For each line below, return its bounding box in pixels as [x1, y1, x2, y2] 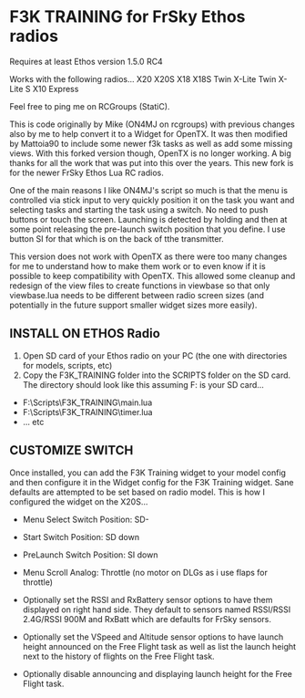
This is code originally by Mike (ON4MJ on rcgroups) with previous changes [9, 119, 296, 130]
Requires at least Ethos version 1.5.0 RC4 [9, 56, 164, 67]
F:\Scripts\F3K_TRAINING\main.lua [22, 397, 153, 408]
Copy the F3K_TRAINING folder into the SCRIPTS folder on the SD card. [22, 370, 291, 380]
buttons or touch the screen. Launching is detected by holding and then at [9, 214, 288, 224]
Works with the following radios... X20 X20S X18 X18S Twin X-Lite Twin [9, 73, 277, 84]
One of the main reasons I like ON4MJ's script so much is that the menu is [9, 184, 289, 195]
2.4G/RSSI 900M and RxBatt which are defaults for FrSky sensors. [22, 613, 271, 624]
